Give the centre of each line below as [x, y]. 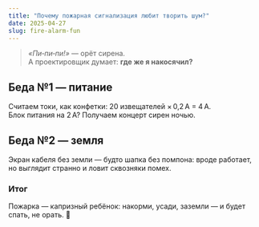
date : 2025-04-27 [37, 23]
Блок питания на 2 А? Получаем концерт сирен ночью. [102, 115]
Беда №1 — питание [61, 87]
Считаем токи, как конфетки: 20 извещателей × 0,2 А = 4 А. [110, 107]
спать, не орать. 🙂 [39, 215]
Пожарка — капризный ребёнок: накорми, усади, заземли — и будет [127, 206]
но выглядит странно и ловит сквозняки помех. [90, 168]
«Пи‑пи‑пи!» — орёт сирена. [77, 54]
